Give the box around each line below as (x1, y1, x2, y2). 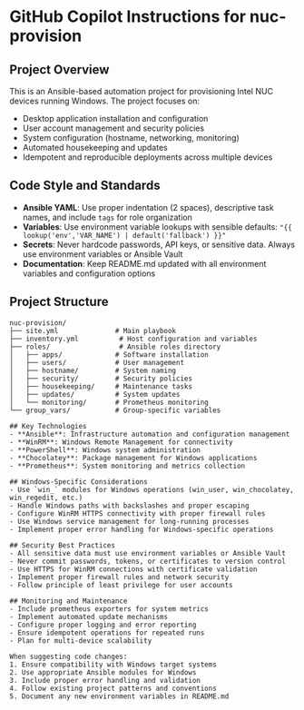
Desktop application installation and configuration (22, 113, 209, 123)
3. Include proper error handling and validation (9, 675, 201, 685)
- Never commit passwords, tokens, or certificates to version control (9, 557, 286, 566)
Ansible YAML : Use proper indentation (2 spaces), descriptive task (22, 202, 274, 212)
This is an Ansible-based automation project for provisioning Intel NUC (9, 86, 274, 96)
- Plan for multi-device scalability (9, 636, 152, 646)
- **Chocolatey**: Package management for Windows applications (9, 453, 258, 462)
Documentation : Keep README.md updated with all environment (22, 258, 267, 269)
